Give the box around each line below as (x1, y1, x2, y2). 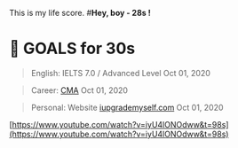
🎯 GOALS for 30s (9, 39, 136, 58)
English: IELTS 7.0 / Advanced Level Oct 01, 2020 (30, 67, 211, 78)
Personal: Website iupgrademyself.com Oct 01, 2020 (30, 102, 224, 113)
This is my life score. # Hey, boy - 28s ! (9, 8, 151, 18)
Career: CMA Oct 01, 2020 (30, 84, 129, 96)
